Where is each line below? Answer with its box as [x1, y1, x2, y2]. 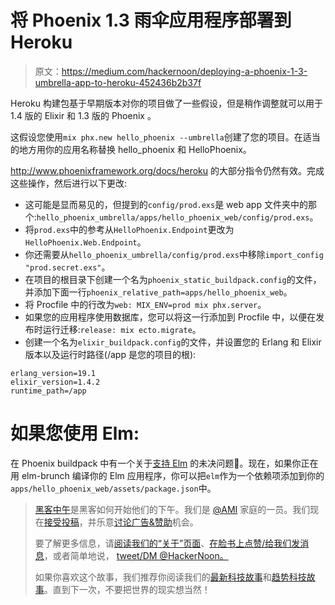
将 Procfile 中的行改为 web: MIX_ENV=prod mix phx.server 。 [24, 298, 267, 310]
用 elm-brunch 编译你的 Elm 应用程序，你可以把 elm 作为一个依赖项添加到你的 [10, 469, 325, 481]
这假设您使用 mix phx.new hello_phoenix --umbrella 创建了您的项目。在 [10, 131, 303, 143]
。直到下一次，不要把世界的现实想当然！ [43, 583, 211, 595]
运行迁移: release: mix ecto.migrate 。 [42, 323, 202, 335]
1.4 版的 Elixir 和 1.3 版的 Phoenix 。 [10, 109, 157, 121]
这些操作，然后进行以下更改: [10, 177, 128, 189]
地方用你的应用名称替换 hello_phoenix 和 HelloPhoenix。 [18, 143, 252, 155]
